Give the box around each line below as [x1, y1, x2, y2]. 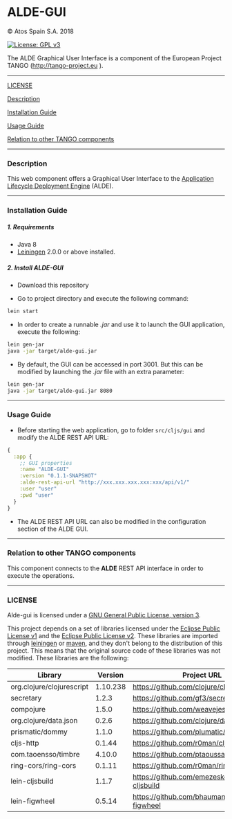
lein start [7, 308, 39, 315]
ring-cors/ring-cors [10, 761, 77, 770]
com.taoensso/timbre [10, 750, 80, 759]
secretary [10, 694, 42, 703]
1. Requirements [7, 222, 55, 231]
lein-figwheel [10, 796, 55, 806]
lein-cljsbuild [10, 777, 54, 786]
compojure [10, 705, 46, 714]
